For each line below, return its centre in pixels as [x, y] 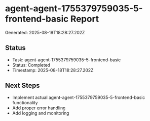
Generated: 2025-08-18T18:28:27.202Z [45, 32]
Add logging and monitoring [41, 113]
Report [85, 19]
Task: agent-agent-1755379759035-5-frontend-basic [66, 60]
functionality [25, 102]
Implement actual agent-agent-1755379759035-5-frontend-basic [79, 97]
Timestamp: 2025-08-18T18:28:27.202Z [53, 70]
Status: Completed [31, 65]
